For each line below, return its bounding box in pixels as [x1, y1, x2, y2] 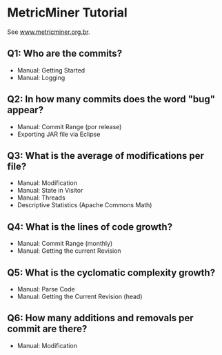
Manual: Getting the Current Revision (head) [17, 292, 143, 300]
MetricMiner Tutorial [7, 5, 128, 21]
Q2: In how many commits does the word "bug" [7, 93, 216, 105]
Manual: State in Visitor [17, 186, 83, 195]
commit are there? [7, 323, 88, 335]
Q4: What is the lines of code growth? [7, 221, 173, 233]
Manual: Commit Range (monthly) [17, 240, 113, 248]
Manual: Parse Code [17, 285, 75, 293]
